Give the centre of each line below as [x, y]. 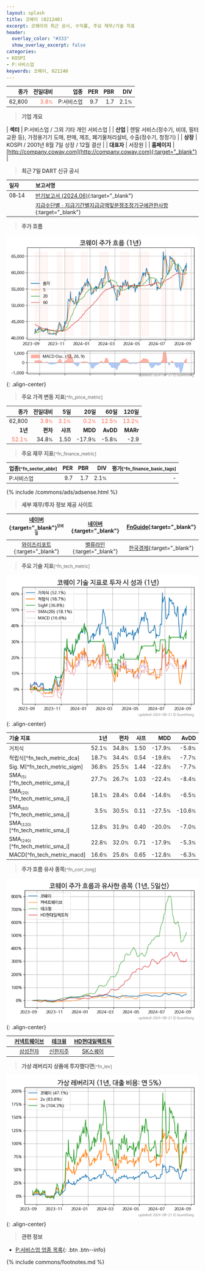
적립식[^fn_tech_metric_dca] [44, 758]
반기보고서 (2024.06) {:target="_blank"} [85, 195]
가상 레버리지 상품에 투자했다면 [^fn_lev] [67, 1066]
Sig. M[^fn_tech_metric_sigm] [46, 767]
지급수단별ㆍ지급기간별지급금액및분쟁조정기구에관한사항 [102, 205]
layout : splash [26, 13]
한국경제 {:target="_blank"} [161, 548]
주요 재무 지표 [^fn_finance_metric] [59, 453]
